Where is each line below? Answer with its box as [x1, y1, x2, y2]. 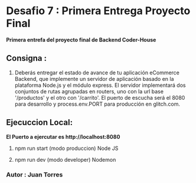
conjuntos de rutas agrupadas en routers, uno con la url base [14, 87, 164, 95]
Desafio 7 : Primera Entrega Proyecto [6, 4, 191, 18]
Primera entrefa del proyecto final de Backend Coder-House [6, 36, 156, 43]
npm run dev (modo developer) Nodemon [14, 156, 116, 163]
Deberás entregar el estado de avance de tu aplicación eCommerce [14, 69, 180, 76]
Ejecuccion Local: [6, 117, 73, 128]
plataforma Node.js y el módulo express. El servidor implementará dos [14, 81, 186, 89]
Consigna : [6, 53, 47, 63]
